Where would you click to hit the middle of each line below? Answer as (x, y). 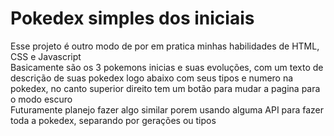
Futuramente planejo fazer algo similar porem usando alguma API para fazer (167, 109)
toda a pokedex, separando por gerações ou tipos (113, 120)
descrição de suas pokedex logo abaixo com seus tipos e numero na (152, 78)
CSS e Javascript (46, 56)
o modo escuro (41, 99)
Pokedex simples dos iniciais (132, 18)
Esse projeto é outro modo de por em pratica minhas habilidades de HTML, (165, 46)
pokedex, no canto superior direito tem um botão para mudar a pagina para (165, 88)
